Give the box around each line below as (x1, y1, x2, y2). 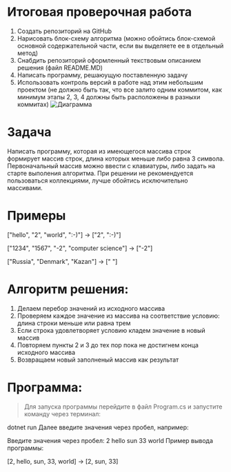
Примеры (7, 208, 66, 224)
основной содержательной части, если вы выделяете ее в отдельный (17, 41, 224, 50)
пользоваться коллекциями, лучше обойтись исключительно (7, 176, 188, 185)
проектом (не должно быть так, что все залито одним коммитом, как (17, 85, 223, 94)
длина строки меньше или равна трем (17, 318, 131, 327)
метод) (17, 49, 39, 57)
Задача (7, 125, 52, 140)
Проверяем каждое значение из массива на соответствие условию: (17, 311, 220, 320)
